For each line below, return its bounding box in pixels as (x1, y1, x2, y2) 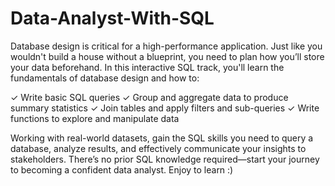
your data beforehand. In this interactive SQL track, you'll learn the (10, 61, 285, 73)
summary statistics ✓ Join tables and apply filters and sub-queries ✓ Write (10, 102, 320, 114)
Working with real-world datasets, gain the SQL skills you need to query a (10, 132, 314, 144)
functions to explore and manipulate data (10, 112, 180, 124)
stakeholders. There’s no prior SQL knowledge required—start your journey (10, 153, 320, 165)
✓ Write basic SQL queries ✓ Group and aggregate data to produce (10, 91, 289, 103)
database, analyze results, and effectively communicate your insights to (10, 142, 307, 154)
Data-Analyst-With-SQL (10, 7, 215, 30)
